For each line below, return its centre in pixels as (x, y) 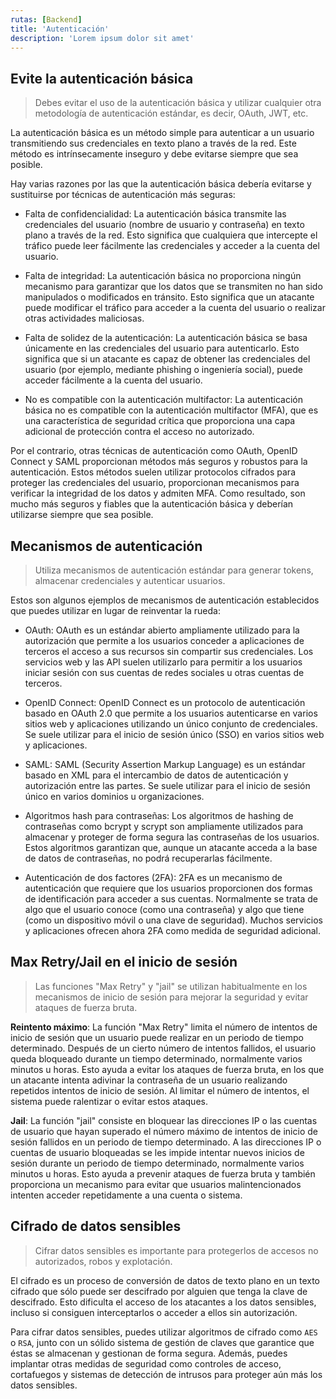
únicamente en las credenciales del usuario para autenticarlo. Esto (162, 348)
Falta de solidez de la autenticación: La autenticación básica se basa (166, 338)
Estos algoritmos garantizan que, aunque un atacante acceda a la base (171, 847)
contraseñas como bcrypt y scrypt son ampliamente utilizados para (164, 826)
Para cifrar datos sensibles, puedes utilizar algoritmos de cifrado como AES (164, 1332)
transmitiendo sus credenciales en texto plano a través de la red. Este (153, 143)
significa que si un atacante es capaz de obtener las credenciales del (167, 359)
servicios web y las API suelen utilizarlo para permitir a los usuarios (163, 662)
